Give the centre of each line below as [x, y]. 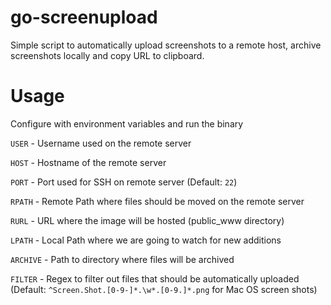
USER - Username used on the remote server [101, 143]
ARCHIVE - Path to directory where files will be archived [122, 259]
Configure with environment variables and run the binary [127, 123]
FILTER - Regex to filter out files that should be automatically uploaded [155, 278]
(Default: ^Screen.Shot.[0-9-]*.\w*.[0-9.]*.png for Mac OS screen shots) [164, 289]
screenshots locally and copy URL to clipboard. [107, 55]
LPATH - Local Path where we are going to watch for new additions [146, 240]
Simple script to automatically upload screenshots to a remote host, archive [166, 45]
